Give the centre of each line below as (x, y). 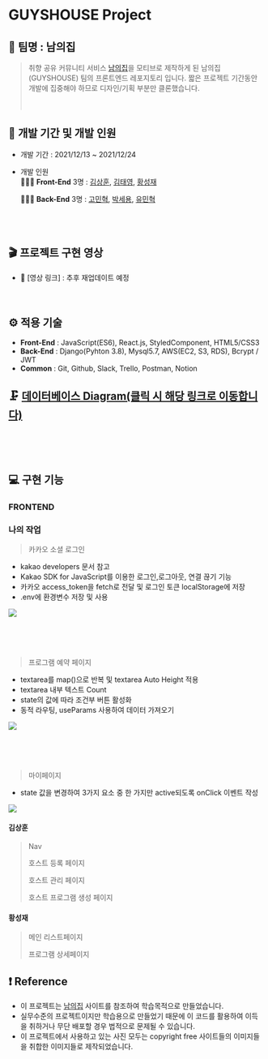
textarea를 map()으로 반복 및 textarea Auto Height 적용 (109, 680)
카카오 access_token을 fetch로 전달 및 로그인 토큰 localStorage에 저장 (132, 586)
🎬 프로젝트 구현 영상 (56, 253)
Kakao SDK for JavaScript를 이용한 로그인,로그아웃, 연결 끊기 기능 (126, 577)
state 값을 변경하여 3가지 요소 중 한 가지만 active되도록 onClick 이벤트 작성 (139, 792)
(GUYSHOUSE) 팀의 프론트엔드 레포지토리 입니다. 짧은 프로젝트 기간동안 (143, 78)
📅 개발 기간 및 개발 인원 (62, 133)
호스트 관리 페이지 (56, 881)
